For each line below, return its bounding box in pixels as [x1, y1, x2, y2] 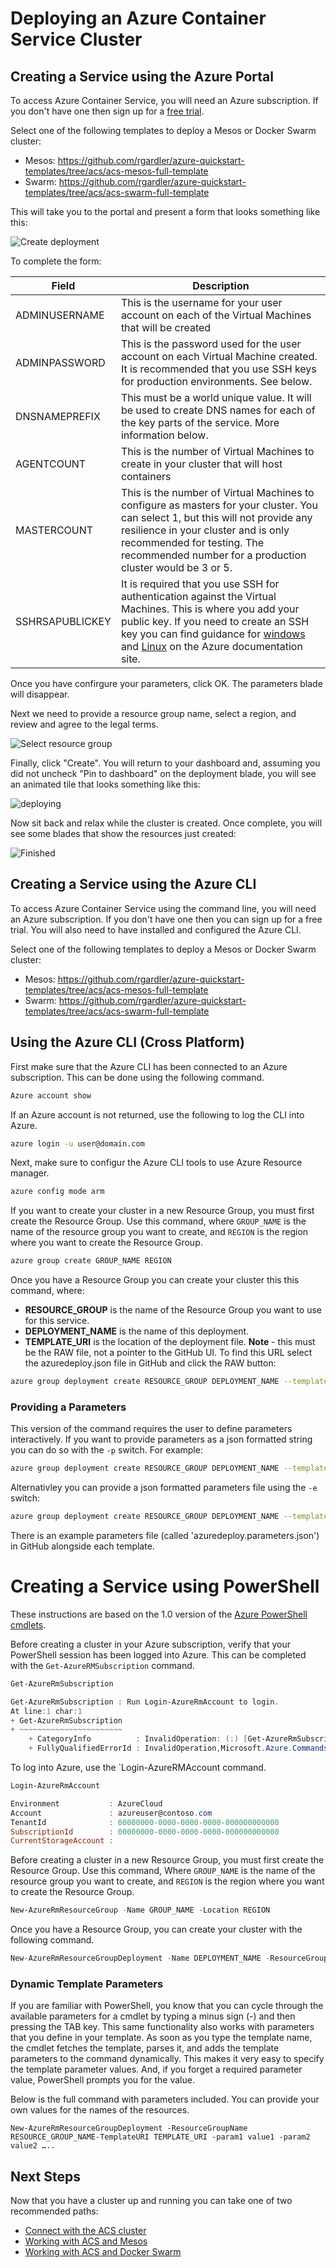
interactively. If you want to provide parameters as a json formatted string [10, 1433, 313, 1446]
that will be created [120, 321, 212, 334]
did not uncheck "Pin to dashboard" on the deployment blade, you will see [10, 768, 317, 779]
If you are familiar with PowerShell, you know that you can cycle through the [10, 2000, 324, 2012]
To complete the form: [10, 255, 102, 267]
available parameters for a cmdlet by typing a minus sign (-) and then [10, 2010, 296, 2022]
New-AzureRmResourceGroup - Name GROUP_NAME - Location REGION [10, 1905, 271, 1916]
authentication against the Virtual [120, 590, 277, 603]
